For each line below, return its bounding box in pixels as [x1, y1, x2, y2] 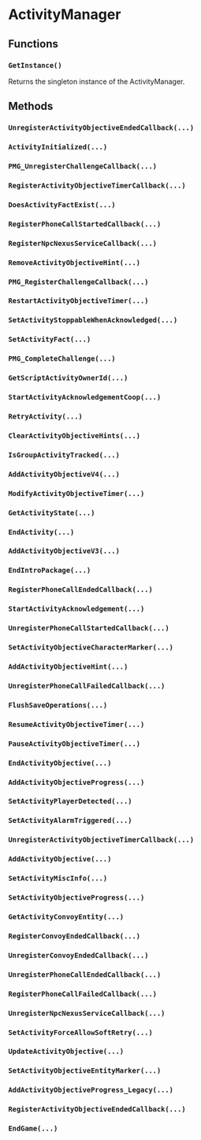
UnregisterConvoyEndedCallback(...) [8, 951, 149, 960]
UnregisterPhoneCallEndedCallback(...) [8, 970, 162, 979]
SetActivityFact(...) [8, 335, 91, 344]
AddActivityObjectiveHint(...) [8, 662, 128, 671]
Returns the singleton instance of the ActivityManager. [8, 77, 185, 86]
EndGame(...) [8, 1124, 58, 1133]
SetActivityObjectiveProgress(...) [8, 893, 145, 903]
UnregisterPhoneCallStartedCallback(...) [8, 623, 169, 633]
